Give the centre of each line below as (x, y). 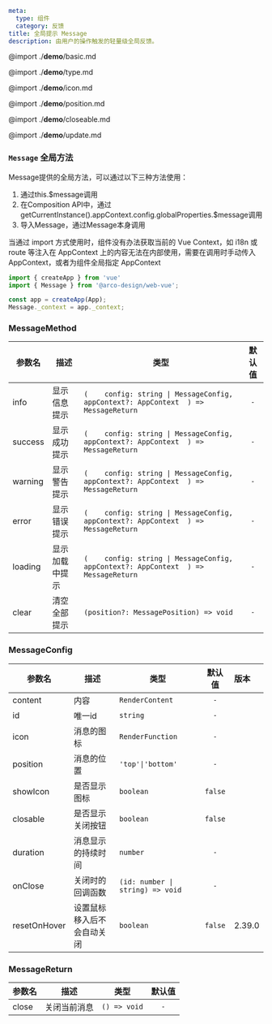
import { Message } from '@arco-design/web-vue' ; (94, 285)
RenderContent (147, 700)
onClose (28, 886)
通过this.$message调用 (59, 194)
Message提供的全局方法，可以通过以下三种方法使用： (98, 177)
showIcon (31, 791)
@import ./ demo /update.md (55, 135)
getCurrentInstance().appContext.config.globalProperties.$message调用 (141, 214)
